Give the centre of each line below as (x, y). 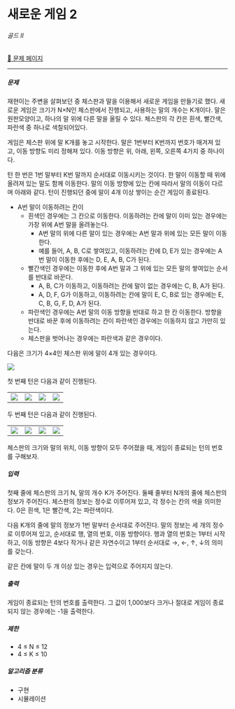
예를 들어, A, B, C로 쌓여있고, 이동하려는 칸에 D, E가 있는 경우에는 (127, 251)
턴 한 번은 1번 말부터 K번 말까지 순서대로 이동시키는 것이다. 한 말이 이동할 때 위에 (116, 175)
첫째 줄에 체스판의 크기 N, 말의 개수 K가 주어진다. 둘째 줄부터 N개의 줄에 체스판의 (117, 493)
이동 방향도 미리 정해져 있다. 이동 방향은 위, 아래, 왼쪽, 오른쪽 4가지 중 (111, 151)
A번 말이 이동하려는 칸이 (50, 207)
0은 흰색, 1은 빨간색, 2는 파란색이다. (65, 510)
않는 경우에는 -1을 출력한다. (57, 611)
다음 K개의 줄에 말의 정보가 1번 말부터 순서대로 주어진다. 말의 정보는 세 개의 (109, 525)
